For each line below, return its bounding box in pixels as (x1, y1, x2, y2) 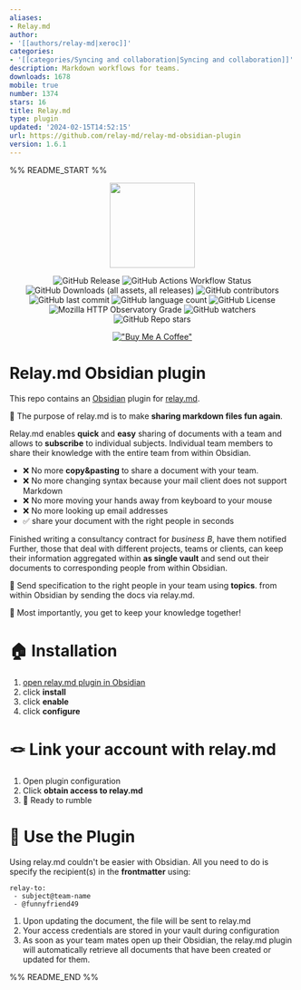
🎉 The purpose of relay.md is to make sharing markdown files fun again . (9, 410, 283, 422)
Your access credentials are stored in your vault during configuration (22, 925, 279, 936)
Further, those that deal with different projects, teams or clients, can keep (9, 543, 284, 554)
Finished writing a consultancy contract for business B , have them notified (9, 533, 287, 544)
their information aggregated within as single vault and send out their (9, 552, 269, 563)
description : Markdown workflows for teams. (9, 64, 180, 73)
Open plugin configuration (22, 775, 121, 786)
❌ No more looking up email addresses (22, 505, 169, 516)
